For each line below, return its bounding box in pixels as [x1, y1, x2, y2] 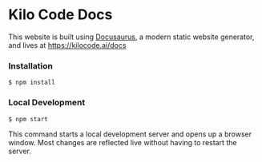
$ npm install [8, 78, 56, 87]
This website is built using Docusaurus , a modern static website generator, [8, 32, 255, 41]
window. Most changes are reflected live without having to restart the [8, 137, 237, 147]
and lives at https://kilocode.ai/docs [8, 40, 127, 49]
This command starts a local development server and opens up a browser [8, 129, 252, 139]
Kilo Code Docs [8, 6, 113, 24]
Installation [8, 60, 54, 71]
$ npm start [8, 115, 48, 123]
